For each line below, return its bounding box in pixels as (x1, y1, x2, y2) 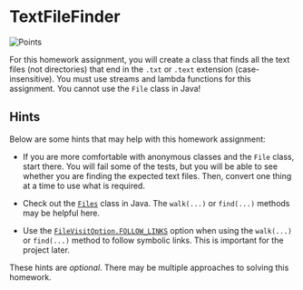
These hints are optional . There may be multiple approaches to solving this (9, 262, 289, 273)
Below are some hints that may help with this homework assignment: (9, 134, 266, 145)
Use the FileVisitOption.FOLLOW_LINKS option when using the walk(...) (22, 225, 292, 235)
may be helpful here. (22, 207, 101, 218)
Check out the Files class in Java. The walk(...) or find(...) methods (22, 197, 290, 208)
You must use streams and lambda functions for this (55, 73, 251, 84)
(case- (234, 64, 260, 75)
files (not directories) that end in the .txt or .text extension (9, 64, 233, 75)
